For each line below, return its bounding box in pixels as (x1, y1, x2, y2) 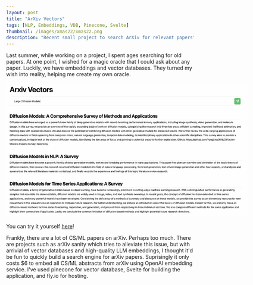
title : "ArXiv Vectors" (6, 15, 65, 22)
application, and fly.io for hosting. (6, 272, 88, 279)
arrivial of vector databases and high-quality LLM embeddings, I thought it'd (6, 247, 193, 254)
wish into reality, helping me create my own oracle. (6, 71, 131, 78)
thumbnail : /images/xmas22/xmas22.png (6, 29, 102, 35)
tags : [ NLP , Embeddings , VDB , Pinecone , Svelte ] (6, 22, 129, 28)
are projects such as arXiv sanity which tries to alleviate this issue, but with (6, 240, 190, 248)
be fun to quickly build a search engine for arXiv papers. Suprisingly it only (6, 253, 189, 260)
